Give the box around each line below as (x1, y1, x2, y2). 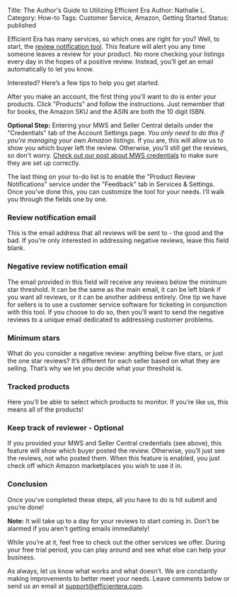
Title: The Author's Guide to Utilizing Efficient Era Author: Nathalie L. (7, 6, 207, 14)
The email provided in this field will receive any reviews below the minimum (7, 278, 227, 286)
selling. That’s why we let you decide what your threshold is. (7, 364, 183, 373)
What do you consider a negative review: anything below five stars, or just (7, 348, 224, 357)
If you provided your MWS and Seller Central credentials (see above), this (7, 439, 222, 448)
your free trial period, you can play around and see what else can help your (7, 545, 226, 554)
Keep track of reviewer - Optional (7, 423, 124, 433)
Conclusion (7, 479, 48, 489)
